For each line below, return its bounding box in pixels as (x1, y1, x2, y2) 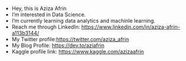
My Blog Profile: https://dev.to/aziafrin (11, 42, 105, 49)
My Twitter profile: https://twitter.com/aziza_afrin (11, 36, 129, 42)
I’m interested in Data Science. (11, 11, 87, 18)
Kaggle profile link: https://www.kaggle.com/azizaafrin (11, 48, 144, 55)
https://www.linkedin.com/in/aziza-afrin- (81, 23, 181, 30)
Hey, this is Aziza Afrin (11, 5, 67, 12)
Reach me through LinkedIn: (11, 23, 81, 30)
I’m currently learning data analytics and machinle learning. (11, 17, 156, 24)
